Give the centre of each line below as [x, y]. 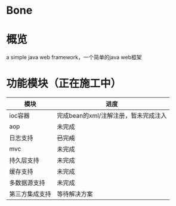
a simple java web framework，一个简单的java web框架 [74, 57]
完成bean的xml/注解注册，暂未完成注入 [112, 116]
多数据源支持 [27, 183]
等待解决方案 [75, 194]
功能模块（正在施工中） [64, 84]
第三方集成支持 [30, 194]
